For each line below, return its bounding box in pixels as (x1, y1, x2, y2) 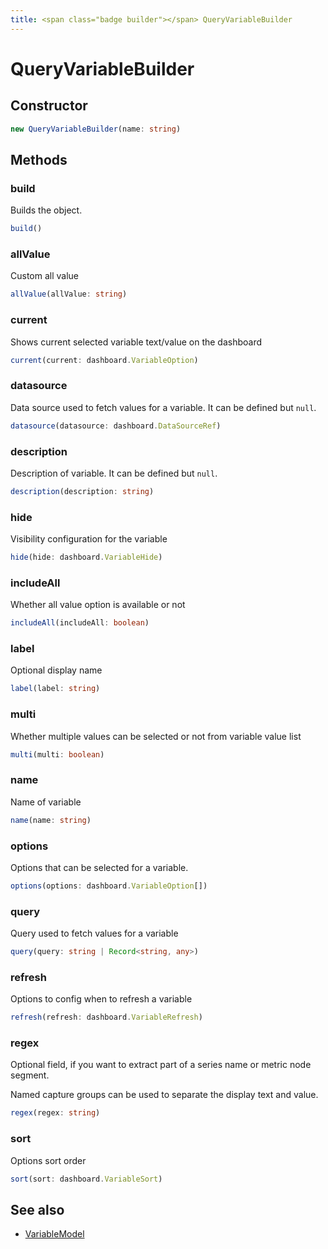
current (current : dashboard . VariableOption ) (10, 355, 199, 365)
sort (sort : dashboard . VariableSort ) (10, 1174, 163, 1184)
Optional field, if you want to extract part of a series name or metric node (10, 1059, 312, 1071)
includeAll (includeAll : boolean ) (10, 618, 150, 628)
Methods (10, 151, 68, 168)
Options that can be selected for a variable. (10, 861, 189, 873)
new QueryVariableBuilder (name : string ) (10, 124, 182, 134)
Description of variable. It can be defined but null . (10, 467, 218, 479)
